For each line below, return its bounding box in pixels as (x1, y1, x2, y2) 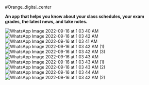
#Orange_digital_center (5, 4, 52, 10)
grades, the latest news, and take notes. (5, 19, 88, 24)
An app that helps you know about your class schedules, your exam (5, 14, 145, 19)
